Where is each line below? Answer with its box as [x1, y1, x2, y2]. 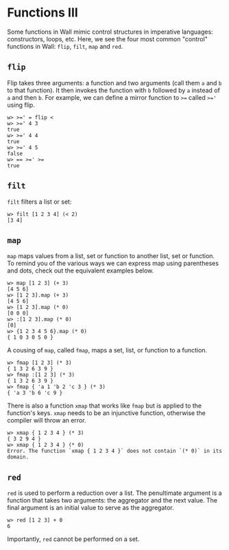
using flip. [7, 101, 36, 109]
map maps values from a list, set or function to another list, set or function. [7, 252, 215, 260]
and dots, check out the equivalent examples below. [7, 266, 154, 275]
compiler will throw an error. [7, 416, 86, 425]
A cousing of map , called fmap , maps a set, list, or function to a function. [7, 346, 208, 355]
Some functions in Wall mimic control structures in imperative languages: [7, 28, 214, 36]
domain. [7, 454, 29, 461]
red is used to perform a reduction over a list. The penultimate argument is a [7, 489, 222, 497]
